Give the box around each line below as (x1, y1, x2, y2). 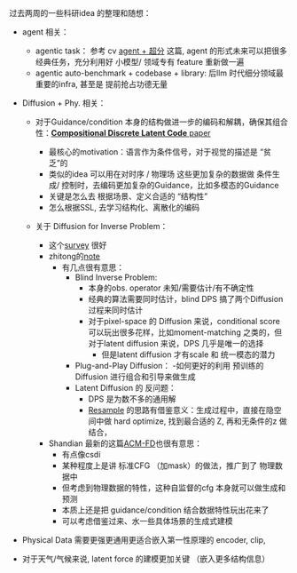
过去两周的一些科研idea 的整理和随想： (9, 8, 152, 18)
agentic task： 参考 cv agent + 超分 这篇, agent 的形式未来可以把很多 (35, 45, 288, 56)
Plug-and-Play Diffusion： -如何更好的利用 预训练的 (74, 361, 264, 370)
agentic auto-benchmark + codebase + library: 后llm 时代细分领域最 (35, 68, 284, 78)
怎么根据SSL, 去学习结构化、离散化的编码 (48, 203, 200, 212)
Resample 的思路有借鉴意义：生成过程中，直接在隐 (88, 405, 275, 415)
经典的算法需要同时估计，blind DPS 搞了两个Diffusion (88, 294, 284, 304)
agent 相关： (21, 27, 69, 37)
